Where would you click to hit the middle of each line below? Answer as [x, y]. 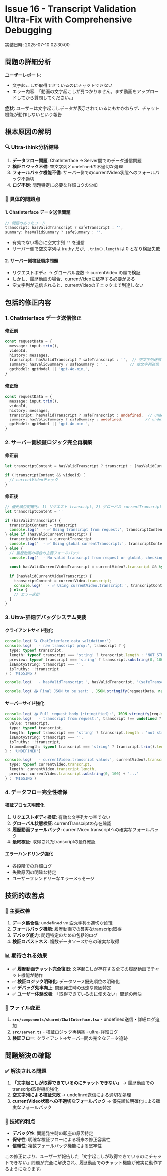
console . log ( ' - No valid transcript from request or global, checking [86, 558]
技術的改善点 [25, 896]
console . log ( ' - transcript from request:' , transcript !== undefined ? [83, 719]
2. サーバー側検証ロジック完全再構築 [49, 442]
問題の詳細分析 [28, 62]
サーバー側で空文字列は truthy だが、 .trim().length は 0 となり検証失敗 [86, 249]
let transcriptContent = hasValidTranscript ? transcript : [69, 466]
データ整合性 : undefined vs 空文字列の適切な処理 [62, 923]
